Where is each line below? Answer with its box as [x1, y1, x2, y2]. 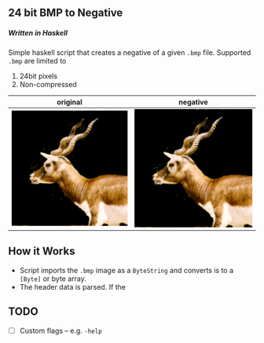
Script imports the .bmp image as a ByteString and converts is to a [19, 265, 234, 275]
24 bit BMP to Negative [8, 6, 123, 20]
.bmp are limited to [8, 57, 67, 66]
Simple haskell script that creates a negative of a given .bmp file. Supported [8, 48, 251, 57]
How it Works [8, 245, 75, 258]
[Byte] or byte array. [19, 274, 86, 283]
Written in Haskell [8, 27, 68, 38]
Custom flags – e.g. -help [19, 326, 102, 335]
